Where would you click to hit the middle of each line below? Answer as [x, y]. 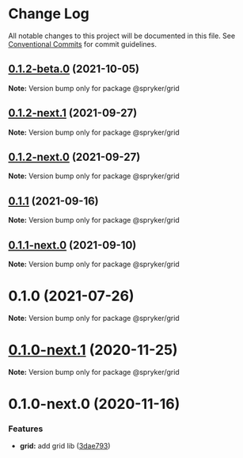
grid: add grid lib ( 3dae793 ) [65, 446]
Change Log [49, 14]
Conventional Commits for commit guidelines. [82, 44]
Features [26, 429]
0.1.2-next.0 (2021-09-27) [74, 156]
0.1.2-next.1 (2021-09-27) [73, 113]
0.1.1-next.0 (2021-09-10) [72, 245]
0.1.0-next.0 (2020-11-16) [94, 404]
